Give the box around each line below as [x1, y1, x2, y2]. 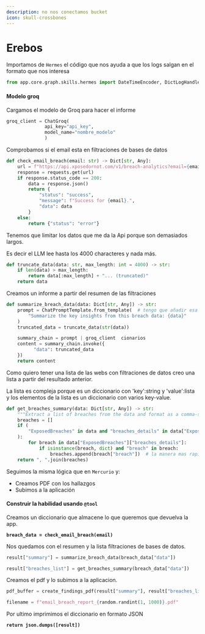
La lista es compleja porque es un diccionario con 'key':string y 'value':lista [6, 387, 195, 395]
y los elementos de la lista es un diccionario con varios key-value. [6, 393, 172, 401]
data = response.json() [28, 181, 88, 187]
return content [17, 358, 56, 364]
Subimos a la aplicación [15, 486, 75, 494]
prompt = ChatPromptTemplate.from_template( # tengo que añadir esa [17, 307, 198, 313]
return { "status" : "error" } [28, 220, 99, 227]
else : [17, 214, 32, 220]
